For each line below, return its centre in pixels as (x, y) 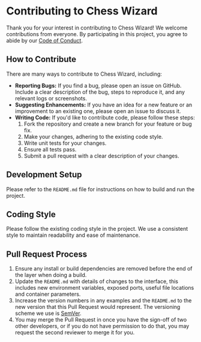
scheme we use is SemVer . (48, 313)
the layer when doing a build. (51, 275)
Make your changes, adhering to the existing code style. (93, 136)
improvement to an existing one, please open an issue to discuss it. (98, 111)
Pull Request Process (47, 254)
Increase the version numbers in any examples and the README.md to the (103, 301)
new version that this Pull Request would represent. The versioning (97, 307)
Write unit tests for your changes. (65, 143)
